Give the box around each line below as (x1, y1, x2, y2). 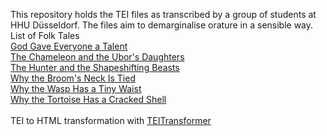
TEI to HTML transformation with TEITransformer (10, 115, 212, 126)
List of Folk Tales (10, 30, 80, 41)
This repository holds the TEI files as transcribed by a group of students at (10, 9, 317, 20)
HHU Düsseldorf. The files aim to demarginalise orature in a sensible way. (10, 19, 314, 31)
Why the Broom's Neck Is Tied (10, 72, 136, 84)
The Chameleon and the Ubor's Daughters (10, 51, 185, 63)
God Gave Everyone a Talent (10, 40, 128, 52)
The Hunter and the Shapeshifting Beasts (10, 62, 180, 73)
